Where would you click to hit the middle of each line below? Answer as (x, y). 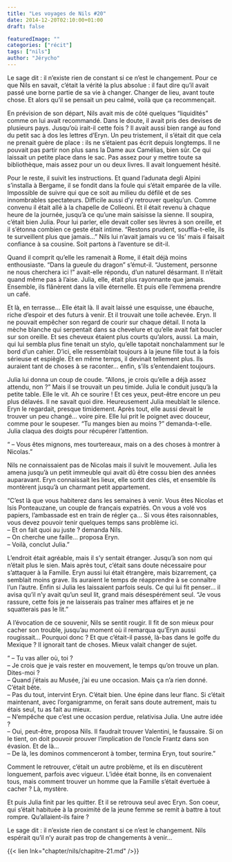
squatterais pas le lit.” (38, 609)
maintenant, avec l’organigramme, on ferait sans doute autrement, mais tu (112, 702)
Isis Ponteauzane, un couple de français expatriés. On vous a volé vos (107, 508)
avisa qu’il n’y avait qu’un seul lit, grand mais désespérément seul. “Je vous (114, 594)
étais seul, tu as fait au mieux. (49, 709)
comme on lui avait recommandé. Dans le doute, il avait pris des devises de (114, 120)
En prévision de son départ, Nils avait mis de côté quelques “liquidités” (108, 113)
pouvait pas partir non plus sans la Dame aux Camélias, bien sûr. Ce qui (109, 150)
